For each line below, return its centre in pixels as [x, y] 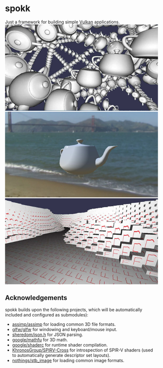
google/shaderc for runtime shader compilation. [60, 345]
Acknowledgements [36, 298]
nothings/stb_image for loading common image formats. [68, 360]
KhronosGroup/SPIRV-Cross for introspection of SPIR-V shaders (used [82, 350]
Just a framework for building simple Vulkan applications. [62, 22]
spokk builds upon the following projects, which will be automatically [74, 310]
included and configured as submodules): [47, 315]
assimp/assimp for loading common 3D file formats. [64, 324]
